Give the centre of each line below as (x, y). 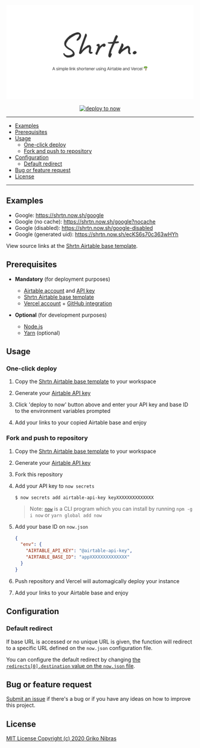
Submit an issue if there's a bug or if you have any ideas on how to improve (99, 699)
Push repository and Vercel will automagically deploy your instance (97, 581)
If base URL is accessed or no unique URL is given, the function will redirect (99, 642)
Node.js (33, 326)
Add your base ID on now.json (51, 526)
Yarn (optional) (42, 333)
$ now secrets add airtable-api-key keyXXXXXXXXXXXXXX (84, 498)
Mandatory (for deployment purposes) (62, 279)
